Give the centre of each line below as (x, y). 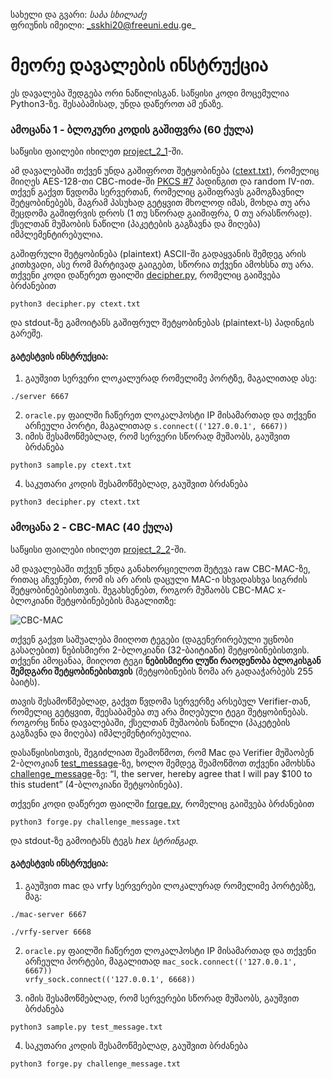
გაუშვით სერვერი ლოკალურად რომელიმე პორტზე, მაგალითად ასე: (171, 378)
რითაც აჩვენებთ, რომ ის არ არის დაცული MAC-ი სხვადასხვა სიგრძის (159, 579)
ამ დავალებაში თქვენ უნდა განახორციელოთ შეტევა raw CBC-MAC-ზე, (160, 568)
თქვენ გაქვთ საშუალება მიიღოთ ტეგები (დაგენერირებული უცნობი (152, 639)
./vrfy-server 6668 (51, 932)
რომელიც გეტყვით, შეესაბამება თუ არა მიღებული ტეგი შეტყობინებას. (159, 711)
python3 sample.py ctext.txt (71, 465)
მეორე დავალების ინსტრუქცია (139, 65)
